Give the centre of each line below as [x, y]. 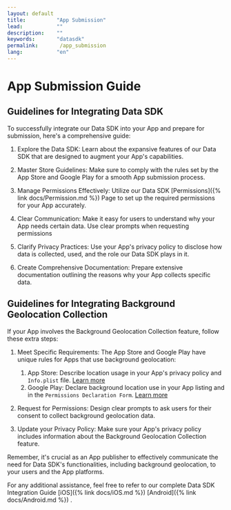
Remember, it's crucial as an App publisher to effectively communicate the [113, 457]
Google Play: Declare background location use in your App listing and [126, 387]
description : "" [35, 33]
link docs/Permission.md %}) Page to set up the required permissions [116, 198]
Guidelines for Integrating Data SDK [86, 112]
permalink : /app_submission [57, 46]
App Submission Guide [74, 86]
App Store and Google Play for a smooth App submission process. [111, 177]
